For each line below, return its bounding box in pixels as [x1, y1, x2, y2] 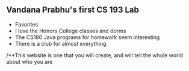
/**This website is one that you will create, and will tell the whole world [6, 51, 184, 59]
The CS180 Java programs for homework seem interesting [14, 33, 160, 41]
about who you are [6, 58, 53, 65]
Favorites [14, 20, 39, 28]
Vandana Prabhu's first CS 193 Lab [6, 5, 140, 15]
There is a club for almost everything [14, 40, 107, 47]
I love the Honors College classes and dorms [14, 27, 126, 34]
